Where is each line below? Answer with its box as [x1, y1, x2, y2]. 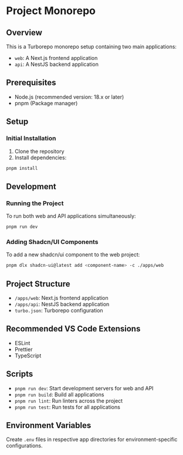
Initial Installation [6, 134, 56, 142]
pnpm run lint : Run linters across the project [14, 397, 123, 404]
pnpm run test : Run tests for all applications [14, 403, 120, 410]
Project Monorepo [6, 4, 96, 18]
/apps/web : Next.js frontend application [14, 294, 109, 301]
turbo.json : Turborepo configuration [14, 307, 104, 314]
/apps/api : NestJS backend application [14, 300, 110, 307]
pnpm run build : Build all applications [14, 391, 104, 398]
